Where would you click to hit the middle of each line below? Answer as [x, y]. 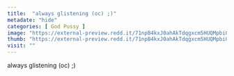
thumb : [17, 39]
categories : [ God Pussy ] [46, 26]
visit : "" [22, 46]
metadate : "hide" [32, 20]
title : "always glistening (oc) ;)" [62, 13]
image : [17, 33]
